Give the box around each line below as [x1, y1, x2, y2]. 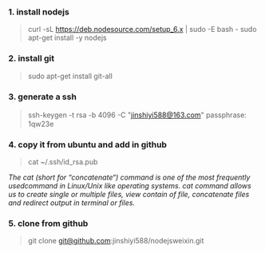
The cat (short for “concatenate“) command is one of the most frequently [8, 172, 251, 182]
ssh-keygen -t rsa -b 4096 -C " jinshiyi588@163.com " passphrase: [27, 110, 247, 120]
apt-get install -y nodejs [27, 33, 107, 42]
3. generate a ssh [8, 91, 77, 102]
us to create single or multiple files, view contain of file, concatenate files [8, 190, 250, 200]
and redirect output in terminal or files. [8, 198, 136, 208]
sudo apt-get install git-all [27, 71, 113, 81]
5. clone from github [8, 218, 89, 229]
